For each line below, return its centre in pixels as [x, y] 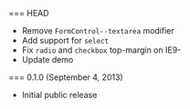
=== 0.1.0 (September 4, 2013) [66, 77]
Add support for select [65, 40]
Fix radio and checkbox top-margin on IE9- [101, 50]
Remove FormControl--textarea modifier [98, 30]
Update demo [47, 59]
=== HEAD [29, 13]
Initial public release [59, 95]
